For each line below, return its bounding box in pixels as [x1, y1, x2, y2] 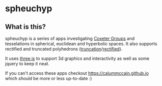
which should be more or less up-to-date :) [5, 76, 92, 81]
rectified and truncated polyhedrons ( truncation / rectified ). [5, 46, 123, 52]
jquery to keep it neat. [5, 61, 50, 66]
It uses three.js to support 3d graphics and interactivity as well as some [5, 56, 150, 61]
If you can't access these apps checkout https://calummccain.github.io [5, 70, 149, 76]
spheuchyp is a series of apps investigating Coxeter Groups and [5, 35, 135, 41]
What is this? [5, 23, 46, 31]
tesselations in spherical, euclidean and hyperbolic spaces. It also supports [5, 41, 158, 47]
